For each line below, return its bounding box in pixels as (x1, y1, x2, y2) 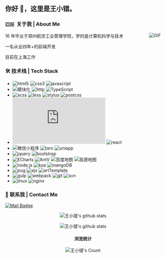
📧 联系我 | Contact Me (5, 191, 58, 198)
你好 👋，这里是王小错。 (5, 4, 76, 13)
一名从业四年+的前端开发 (5, 43, 56, 49)
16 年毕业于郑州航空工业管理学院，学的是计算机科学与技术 (5, 33, 124, 39)
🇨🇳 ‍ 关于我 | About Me (5, 21, 60, 28)
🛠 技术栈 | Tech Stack (5, 67, 58, 74)
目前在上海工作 (5, 54, 36, 60)
